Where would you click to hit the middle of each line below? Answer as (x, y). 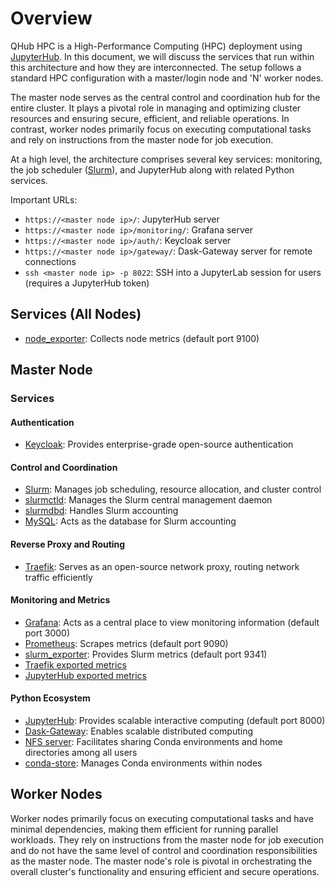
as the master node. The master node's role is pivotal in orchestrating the (161, 861)
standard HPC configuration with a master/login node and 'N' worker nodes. (167, 78)
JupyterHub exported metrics (85, 675)
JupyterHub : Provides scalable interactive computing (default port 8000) (175, 721)
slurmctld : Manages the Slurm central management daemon (148, 500)
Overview (51, 18)
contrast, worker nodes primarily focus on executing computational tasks (161, 129)
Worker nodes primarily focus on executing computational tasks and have (162, 818)
